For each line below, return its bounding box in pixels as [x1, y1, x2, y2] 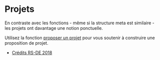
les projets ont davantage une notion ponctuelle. [4, 25, 103, 31]
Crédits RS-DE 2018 [11, 50, 52, 56]
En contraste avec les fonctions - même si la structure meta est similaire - [4, 20, 155, 26]
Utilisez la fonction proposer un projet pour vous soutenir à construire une [4, 35, 155, 41]
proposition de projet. [4, 40, 49, 46]
